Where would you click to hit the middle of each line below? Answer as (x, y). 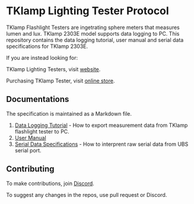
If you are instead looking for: (42, 58)
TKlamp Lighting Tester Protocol (88, 11)
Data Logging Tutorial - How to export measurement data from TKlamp (101, 125)
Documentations (38, 99)
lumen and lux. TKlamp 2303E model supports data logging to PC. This (93, 33)
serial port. (28, 150)
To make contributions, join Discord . (50, 183)
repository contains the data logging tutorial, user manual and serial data (95, 40)
